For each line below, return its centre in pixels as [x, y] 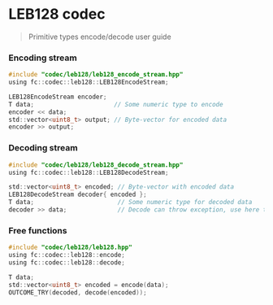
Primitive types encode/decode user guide [100, 37]
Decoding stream [43, 148]
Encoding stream [43, 58]
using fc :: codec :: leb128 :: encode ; [67, 255]
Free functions [38, 230]
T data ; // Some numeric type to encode [116, 104]
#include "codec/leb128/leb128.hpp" [70, 248]
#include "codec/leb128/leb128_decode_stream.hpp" [96, 165]
